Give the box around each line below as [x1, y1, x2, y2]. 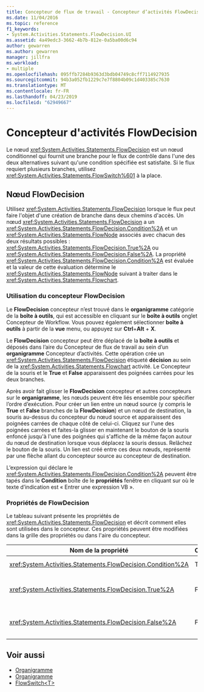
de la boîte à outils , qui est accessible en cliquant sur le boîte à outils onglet [6, 312, 198, 320]
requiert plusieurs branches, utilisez [6, 165, 96, 172]
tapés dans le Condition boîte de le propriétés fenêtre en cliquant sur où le [6, 477, 194, 484]
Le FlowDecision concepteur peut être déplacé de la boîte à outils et [6, 337, 179, 344]
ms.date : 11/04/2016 [6, 15, 59, 21]
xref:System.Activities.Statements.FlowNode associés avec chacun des [6, 231, 186, 239]
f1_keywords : [6, 26, 39, 32]
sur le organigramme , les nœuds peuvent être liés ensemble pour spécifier [6, 394, 195, 401]
